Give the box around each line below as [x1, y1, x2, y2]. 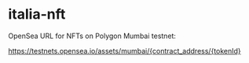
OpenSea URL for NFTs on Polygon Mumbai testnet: [8, 31, 177, 40]
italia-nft [8, 5, 66, 23]
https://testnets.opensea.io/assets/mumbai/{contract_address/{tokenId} [8, 46, 241, 55]
